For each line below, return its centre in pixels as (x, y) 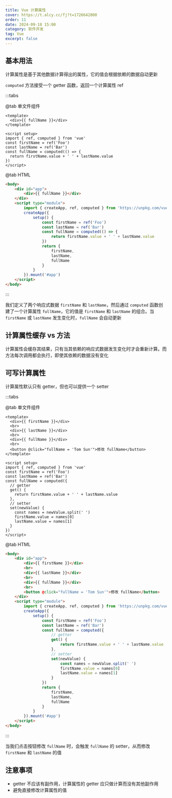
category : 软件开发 (25, 29)
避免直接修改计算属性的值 (40, 790)
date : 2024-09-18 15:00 (31, 24)
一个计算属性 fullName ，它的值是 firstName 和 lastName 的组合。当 (84, 311)
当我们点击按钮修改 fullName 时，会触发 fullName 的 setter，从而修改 (78, 746)
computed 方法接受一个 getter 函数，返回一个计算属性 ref (64, 85)
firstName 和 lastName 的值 (34, 752)
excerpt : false (21, 39)
